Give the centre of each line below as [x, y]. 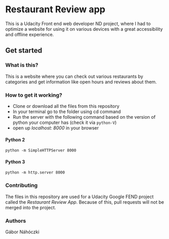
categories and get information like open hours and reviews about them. [81, 82]
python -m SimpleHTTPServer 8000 [41, 150]
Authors [16, 221]
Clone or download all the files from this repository [66, 106]
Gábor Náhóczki [22, 232]
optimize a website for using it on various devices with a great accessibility [84, 29]
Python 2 [15, 140]
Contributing [21, 185]
